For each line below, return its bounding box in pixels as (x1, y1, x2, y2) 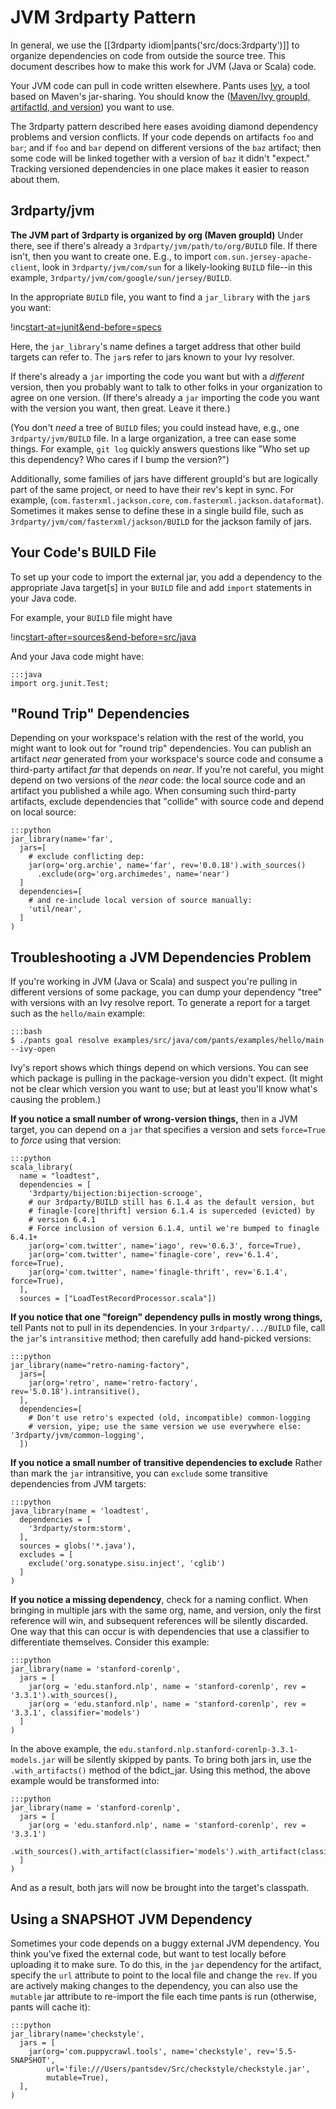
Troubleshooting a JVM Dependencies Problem (10, 949, 312, 966)
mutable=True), (46, 2073, 110, 2083)
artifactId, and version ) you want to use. (10, 101, 175, 113)
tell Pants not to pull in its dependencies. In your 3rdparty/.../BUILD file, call (10, 1322, 326, 1334)
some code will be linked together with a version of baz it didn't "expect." (10, 152, 311, 164)
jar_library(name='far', (10, 834, 114, 845)
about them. (10, 173, 60, 185)
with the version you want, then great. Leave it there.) (10, 402, 231, 414)
